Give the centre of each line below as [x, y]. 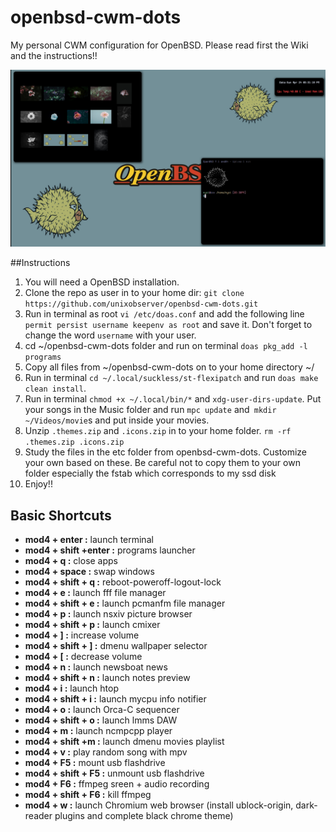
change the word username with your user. [110, 335]
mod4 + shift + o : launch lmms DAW [101, 720]
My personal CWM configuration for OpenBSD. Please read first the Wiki [159, 45]
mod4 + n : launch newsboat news [96, 667]
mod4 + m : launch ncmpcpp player [98, 731]
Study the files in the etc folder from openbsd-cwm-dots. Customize [166, 452]
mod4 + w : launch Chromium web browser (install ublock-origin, [159, 805]
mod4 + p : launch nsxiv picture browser [108, 614]
